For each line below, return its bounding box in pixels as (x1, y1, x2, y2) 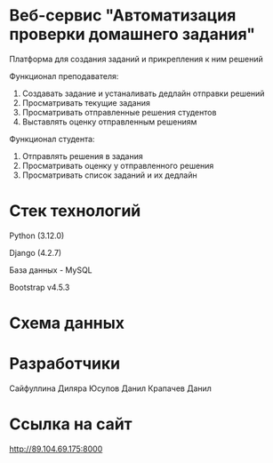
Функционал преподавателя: (9, 70, 119, 81)
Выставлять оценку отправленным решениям (21, 116, 197, 127)
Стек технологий (9, 201, 141, 221)
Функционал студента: (9, 133, 95, 144)
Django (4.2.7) (9, 247, 62, 258)
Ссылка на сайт (9, 414, 132, 435)
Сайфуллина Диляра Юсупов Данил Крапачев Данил (9, 383, 212, 394)
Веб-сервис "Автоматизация (9, 5, 237, 26)
